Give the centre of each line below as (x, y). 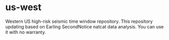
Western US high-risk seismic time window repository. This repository (79, 21)
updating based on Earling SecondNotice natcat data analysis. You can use (84, 26)
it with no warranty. (26, 32)
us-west (24, 7)
